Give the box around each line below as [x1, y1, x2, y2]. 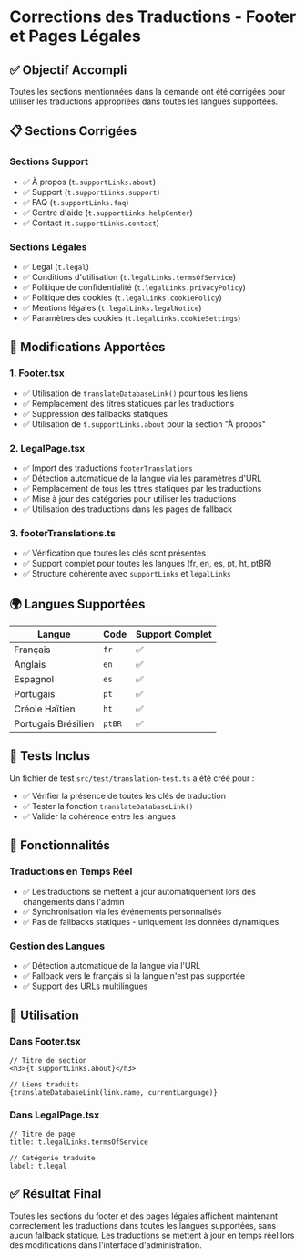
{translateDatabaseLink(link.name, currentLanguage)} [9, 1087, 219, 1097]
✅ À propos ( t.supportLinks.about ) [22, 176, 157, 187]
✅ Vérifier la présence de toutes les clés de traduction [22, 790, 226, 801]
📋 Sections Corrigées [9, 123, 137, 139]
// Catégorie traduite [9, 1153, 96, 1162]
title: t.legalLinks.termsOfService [9, 1138, 148, 1147]
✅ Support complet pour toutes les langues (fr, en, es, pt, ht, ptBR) [22, 558, 272, 569]
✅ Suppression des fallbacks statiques [22, 408, 168, 419]
